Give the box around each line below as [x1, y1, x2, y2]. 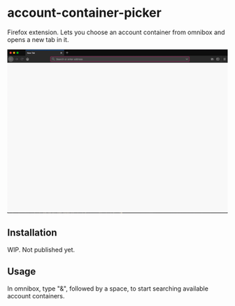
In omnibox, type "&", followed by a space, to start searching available [7, 284, 208, 293]
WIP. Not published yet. [7, 245, 76, 254]
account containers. [7, 291, 65, 300]
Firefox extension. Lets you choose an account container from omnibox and [7, 28, 225, 36]
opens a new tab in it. [7, 35, 69, 43]
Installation [7, 227, 57, 239]
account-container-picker [7, 5, 162, 21]
